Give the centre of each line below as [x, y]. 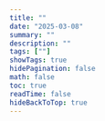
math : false [32, 77]
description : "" [40, 43]
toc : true [28, 86]
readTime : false [40, 94]
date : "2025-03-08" [47, 26]
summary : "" [32, 35]
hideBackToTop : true [49, 102]
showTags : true [38, 60]
